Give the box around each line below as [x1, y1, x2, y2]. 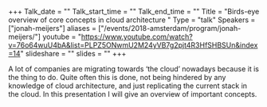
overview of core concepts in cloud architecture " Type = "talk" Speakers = [8, 15, 256, 25]
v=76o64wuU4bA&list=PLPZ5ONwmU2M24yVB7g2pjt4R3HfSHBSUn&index [8, 40, 258, 50]
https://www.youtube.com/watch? [80, 32, 193, 41]
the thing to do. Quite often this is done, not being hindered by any [8, 73, 226, 82]
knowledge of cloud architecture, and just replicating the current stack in [8, 81, 248, 90]
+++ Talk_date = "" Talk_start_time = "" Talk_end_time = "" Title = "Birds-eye [8, 7, 260, 16]
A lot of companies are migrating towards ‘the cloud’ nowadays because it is [8, 64, 259, 74]
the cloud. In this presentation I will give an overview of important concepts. [8, 90, 257, 98]
